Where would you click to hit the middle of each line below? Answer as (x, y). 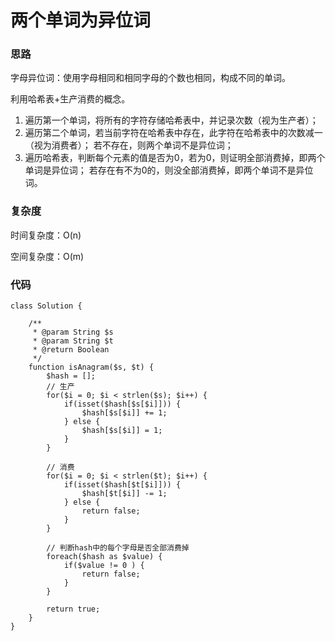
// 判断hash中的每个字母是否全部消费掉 (118, 548)
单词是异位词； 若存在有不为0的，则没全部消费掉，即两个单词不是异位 (169, 170)
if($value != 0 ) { (104, 566)
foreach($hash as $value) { (104, 557)
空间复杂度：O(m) (47, 256)
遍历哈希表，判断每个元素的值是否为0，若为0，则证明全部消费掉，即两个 (175, 158)
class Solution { (46, 306)
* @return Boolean (71, 350)
